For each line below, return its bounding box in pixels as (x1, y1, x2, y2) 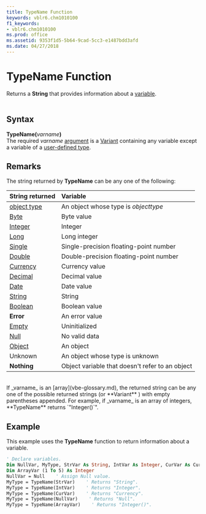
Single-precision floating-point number (61, 242, 176, 251)
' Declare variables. (6, 456, 62, 462)
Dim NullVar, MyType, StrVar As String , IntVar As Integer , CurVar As (6, 462, 191, 468)
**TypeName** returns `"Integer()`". (6, 404, 99, 411)
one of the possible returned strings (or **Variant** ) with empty (6, 391, 170, 398)
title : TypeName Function (6, 9, 72, 15)
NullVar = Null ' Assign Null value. (6, 473, 112, 479)
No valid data (61, 332, 100, 340)
